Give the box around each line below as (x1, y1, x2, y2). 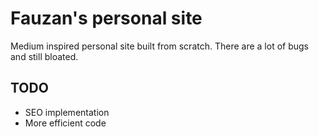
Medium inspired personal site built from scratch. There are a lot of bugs (10, 40, 309, 52)
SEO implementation (24, 106, 110, 118)
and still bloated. (10, 50, 79, 62)
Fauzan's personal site (10, 7, 203, 30)
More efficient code (24, 117, 107, 129)
